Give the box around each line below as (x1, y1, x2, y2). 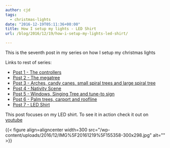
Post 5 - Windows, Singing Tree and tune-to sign (12, 91, 115, 97)
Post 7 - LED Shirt (12, 102, 50, 107)
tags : (5, 12, 17, 17)
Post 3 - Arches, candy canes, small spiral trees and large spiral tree (12, 80, 156, 86)
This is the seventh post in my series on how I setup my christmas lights (5, 49, 156, 55)
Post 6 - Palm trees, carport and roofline (12, 96, 97, 102)
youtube (5, 117, 23, 123)
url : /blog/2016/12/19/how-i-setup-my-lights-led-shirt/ (5, 31, 128, 36)
